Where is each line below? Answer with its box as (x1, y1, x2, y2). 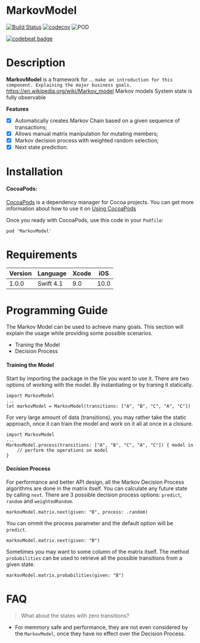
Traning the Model (14, 341, 60, 348)
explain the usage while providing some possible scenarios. (6, 330, 153, 337)
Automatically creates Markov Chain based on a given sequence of (14, 117, 180, 124)
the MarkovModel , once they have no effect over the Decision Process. (14, 630, 186, 637)
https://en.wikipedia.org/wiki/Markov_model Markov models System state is (6, 87, 193, 95)
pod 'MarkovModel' (6, 228, 52, 234)
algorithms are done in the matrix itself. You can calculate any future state (6, 484, 187, 492)
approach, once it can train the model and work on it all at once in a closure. (6, 420, 193, 427)
